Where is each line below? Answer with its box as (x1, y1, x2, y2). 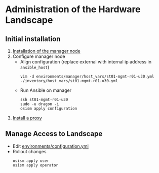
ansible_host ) (20, 64, 50, 70)
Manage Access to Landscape (5, 129, 103, 138)
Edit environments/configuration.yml (12, 143, 89, 149)
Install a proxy (12, 115, 42, 121)
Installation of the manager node (12, 48, 81, 54)
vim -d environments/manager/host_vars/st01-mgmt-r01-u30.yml (20, 74, 154, 79)
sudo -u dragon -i (20, 101, 59, 107)
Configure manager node (12, 53, 65, 59)
